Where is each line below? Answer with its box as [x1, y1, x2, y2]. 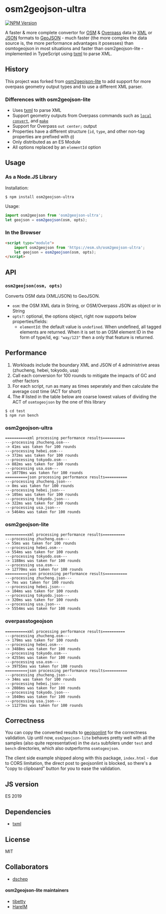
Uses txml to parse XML [12, 107, 62, 113]
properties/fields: [12, 318, 48, 324]
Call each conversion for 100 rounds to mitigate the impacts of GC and [12, 372, 156, 378]
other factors [12, 378, 39, 384]
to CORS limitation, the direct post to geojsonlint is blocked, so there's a [5, 760, 152, 766]
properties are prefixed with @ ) [12, 134, 74, 140]
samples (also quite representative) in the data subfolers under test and [5, 740, 153, 746]
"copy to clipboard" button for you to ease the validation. [5, 765, 121, 771]
